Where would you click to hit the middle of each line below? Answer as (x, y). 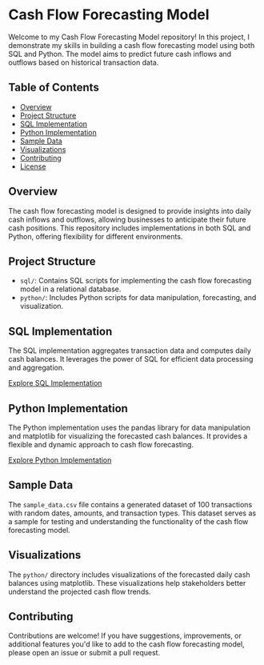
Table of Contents (54, 88)
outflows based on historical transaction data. (84, 62)
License (33, 166)
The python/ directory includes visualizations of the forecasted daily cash (129, 575)
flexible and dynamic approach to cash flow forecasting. (101, 445)
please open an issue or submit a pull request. (84, 653)
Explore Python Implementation (60, 460)
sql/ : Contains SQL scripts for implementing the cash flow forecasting (136, 281)
